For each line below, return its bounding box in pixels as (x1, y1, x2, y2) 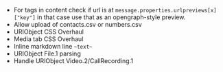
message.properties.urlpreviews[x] (115, 7, 218, 14)
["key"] (13, 14, 36, 21)
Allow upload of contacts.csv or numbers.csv (13, 21, 142, 28)
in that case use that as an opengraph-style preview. (36, 13, 186, 21)
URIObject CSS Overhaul (13, 27, 84, 36)
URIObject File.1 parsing (13, 49, 81, 58)
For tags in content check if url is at (13, 6, 115, 14)
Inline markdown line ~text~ (13, 43, 93, 50)
